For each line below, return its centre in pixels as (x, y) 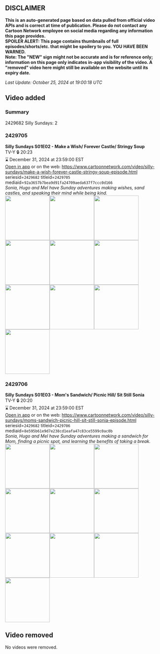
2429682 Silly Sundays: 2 (31, 123)
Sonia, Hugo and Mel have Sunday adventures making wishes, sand (75, 187)
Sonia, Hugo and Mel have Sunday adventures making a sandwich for (77, 436)
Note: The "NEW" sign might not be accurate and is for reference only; (79, 57)
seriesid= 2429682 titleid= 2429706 (38, 426)
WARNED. (16, 52)
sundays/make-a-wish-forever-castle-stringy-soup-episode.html (71, 172)
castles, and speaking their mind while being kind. (56, 193)
